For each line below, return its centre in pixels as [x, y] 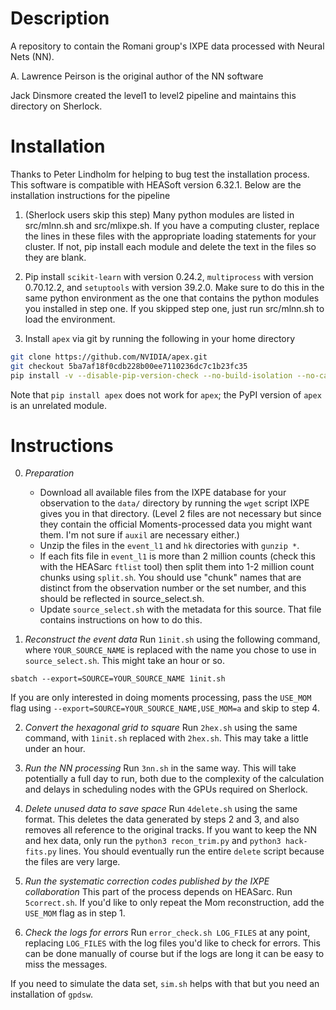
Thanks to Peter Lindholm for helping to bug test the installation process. [160, 174]
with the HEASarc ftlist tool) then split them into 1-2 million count [177, 567]
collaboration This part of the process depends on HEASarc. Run [158, 892]
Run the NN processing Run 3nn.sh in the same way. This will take [160, 768]
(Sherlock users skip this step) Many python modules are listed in [159, 214]
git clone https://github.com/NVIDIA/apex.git [109, 357]
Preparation [49, 473]
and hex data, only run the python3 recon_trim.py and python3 [153, 841]
